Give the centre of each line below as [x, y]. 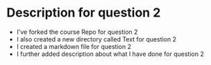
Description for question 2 [84, 13]
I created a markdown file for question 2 [74, 46]
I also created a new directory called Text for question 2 [96, 39]
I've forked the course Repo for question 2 [77, 32]
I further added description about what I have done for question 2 [110, 54]
